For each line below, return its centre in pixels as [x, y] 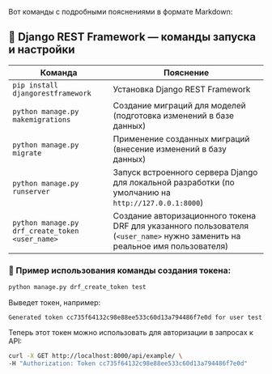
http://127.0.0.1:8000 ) [158, 202]
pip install [36, 85]
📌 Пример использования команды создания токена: [120, 270]
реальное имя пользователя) [171, 246]
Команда [59, 72]
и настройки [42, 50]
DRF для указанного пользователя [181, 226]
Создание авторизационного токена [185, 215]
